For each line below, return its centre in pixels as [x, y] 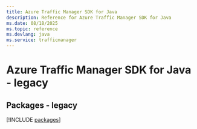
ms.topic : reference [32, 29]
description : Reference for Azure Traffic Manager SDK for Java [89, 18]
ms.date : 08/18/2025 [32, 23]
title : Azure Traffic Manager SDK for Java [62, 12]
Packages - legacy [42, 105]
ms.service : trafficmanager [42, 40]
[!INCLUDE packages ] [34, 120]
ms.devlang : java [28, 35]
